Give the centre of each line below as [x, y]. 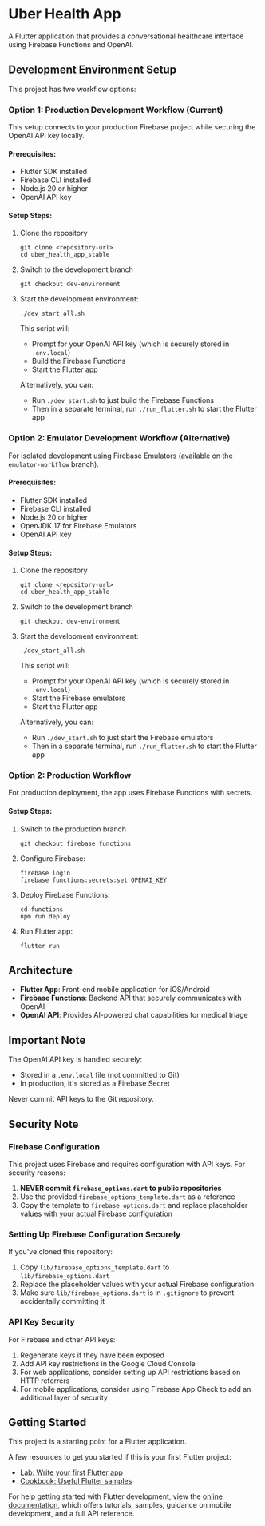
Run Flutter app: [46, 931]
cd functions [42, 909]
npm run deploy [45, 916]
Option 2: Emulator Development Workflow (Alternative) [119, 438]
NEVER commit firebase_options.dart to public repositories [121, 1188]
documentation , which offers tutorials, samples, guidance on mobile [120, 1505]
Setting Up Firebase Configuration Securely [95, 1234]
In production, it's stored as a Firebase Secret [95, 1083]
